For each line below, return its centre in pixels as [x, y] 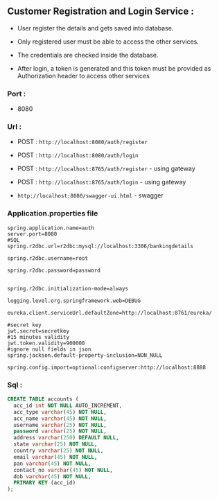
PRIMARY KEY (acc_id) [45, 483]
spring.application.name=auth [51, 228]
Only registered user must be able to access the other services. [108, 42]
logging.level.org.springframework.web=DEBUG [74, 301]
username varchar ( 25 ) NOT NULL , [60, 425]
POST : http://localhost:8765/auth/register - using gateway [106, 168]
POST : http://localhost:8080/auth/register [82, 142]
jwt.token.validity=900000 [46, 343]
